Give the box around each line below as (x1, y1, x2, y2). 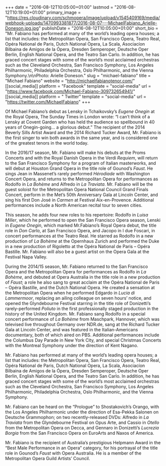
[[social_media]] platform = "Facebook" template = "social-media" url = (5, 83, 151, 89)
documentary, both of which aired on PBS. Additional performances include (5, 332, 160, 338)
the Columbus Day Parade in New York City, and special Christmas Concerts (5, 337, 162, 343)
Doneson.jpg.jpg (5, 25, 39, 31)
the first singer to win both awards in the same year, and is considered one (5, 135, 158, 141)
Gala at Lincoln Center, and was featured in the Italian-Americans (5, 327, 138, 332)
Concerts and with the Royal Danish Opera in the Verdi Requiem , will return (5, 155, 158, 160)
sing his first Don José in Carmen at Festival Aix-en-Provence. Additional (5, 197, 155, 203)
